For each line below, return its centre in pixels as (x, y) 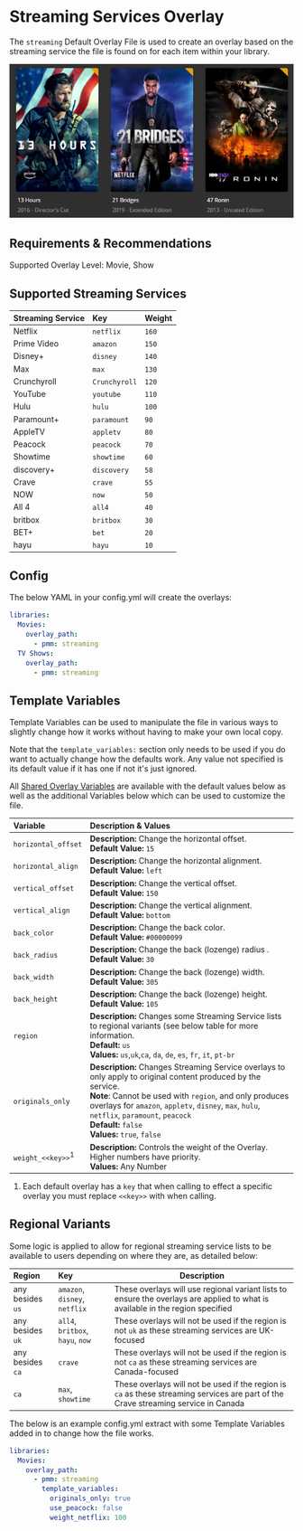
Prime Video (36, 344)
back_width (33, 978)
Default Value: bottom (130, 914)
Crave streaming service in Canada (179, 1403)
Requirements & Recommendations (110, 243)
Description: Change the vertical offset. (163, 883)
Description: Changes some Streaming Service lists (186, 1016)
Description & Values (130, 826)
